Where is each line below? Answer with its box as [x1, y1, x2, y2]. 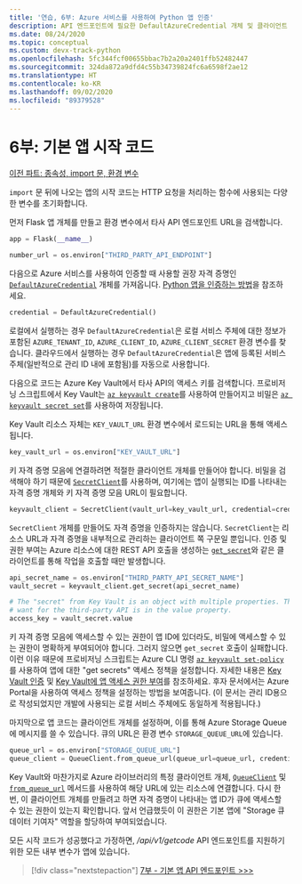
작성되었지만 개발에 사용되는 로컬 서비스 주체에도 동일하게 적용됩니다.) [18, 698, 261, 709]
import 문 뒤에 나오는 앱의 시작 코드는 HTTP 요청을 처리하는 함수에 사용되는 [9, 187, 272, 198]
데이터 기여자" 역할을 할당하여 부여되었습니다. [9, 815, 167, 826]
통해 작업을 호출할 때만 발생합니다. [47, 556, 166, 566]
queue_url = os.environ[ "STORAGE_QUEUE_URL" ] [9, 746, 180, 755]
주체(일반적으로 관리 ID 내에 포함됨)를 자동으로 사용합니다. [9, 358, 211, 369]
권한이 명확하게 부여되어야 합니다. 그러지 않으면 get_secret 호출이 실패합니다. [18, 643, 289, 653]
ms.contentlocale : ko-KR [9, 79, 101, 88]
